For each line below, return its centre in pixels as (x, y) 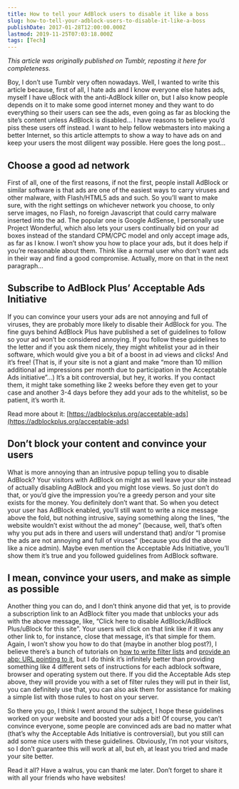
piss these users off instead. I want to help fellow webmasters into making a (119, 128)
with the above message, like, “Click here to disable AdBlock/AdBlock (110, 621)
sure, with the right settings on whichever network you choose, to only (111, 205)
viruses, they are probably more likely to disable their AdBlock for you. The (117, 324)
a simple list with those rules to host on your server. (83, 697)
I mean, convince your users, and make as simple (119, 577)
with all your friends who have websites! (67, 778)
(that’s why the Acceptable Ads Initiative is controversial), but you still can (116, 734)
